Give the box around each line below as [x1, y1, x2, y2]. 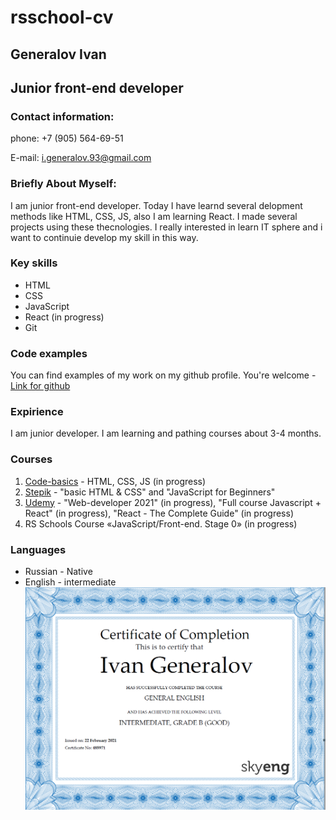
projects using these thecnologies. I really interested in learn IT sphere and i [10, 221, 323, 233]
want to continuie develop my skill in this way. [10, 231, 199, 243]
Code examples [10, 346, 88, 360]
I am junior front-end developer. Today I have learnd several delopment [10, 199, 303, 211]
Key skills [10, 256, 58, 270]
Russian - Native [24, 566, 93, 578]
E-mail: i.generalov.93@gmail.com [10, 152, 152, 164]
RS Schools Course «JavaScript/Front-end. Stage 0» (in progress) [24, 517, 298, 530]
